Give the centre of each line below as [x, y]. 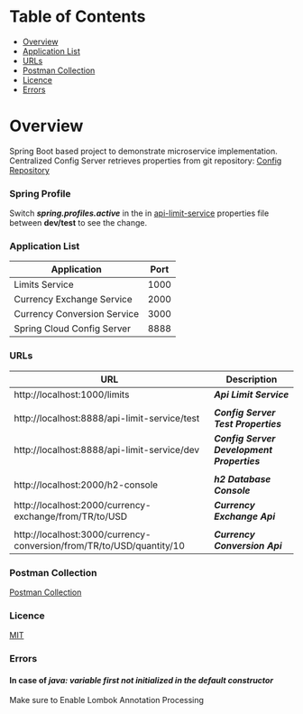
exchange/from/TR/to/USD [71, 516]
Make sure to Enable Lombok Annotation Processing [107, 700]
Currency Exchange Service [73, 300]
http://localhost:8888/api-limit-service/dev [107, 450]
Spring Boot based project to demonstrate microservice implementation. [143, 151]
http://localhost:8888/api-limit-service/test [107, 418]
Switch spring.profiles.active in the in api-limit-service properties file [139, 213]
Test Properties [248, 423]
